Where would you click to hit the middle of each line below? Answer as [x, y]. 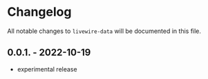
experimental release [47, 69]
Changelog [39, 12]
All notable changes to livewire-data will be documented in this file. [104, 31]
